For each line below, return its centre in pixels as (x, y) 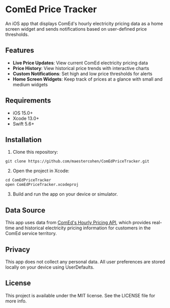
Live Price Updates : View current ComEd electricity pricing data (80, 63)
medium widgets (30, 84)
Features (20, 50)
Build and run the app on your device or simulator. (65, 194)
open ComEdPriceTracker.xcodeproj (42, 185)
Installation (23, 140)
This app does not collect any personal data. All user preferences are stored (85, 262)
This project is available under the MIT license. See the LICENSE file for (80, 295)
